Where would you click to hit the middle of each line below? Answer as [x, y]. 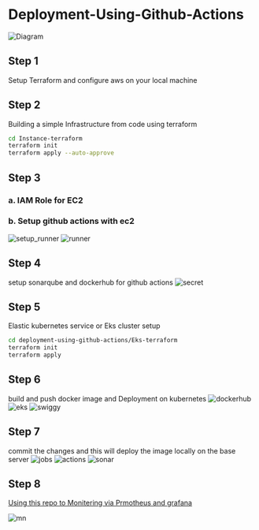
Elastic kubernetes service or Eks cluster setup [84, 326]
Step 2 [24, 105]
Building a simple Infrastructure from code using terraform [103, 124]
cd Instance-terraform [45, 138]
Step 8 [24, 484]
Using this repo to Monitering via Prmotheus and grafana [100, 503]
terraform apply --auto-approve [61, 153]
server [19, 459]
